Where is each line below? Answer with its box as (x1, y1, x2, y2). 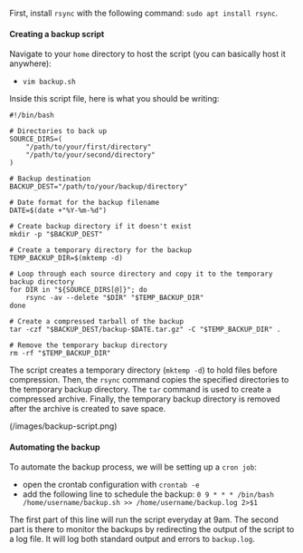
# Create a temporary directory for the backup (9, 246, 193, 255)
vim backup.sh (22, 77, 76, 87)
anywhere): (9, 58, 52, 69)
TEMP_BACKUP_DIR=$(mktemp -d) (9, 254, 124, 263)
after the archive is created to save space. (9, 403, 166, 414)
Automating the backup (9, 441, 100, 452)
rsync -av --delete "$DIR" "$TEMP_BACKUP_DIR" (25, 294, 204, 303)
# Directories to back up (9, 127, 107, 136)
